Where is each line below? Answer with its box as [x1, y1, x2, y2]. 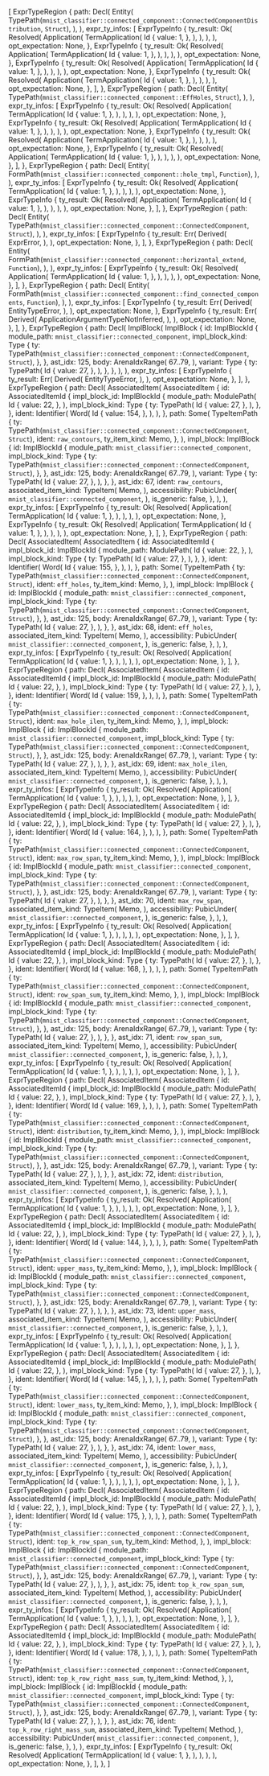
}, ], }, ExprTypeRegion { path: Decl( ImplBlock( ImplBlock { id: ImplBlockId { [8, 323, 259, 332]
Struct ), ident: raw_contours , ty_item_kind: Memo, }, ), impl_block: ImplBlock [8, 434, 259, 443]
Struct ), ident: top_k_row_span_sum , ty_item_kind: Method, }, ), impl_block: [8, 1536, 251, 1546]
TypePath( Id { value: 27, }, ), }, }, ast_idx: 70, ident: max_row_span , [8, 896, 223, 905]
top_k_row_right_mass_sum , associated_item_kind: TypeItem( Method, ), [8, 1725, 243, 1734]
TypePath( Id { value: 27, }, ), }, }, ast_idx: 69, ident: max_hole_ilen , [8, 759, 227, 768]
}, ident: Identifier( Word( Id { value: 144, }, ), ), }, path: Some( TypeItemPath [8, 1238, 259, 1247]
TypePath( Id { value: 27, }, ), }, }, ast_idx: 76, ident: [8, 1716, 177, 1725]
